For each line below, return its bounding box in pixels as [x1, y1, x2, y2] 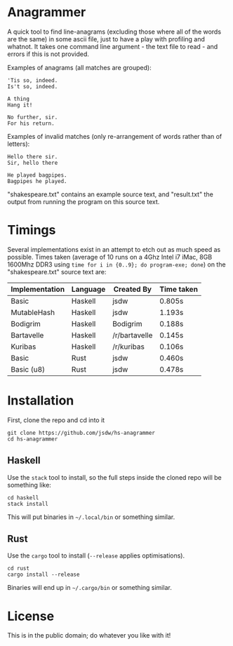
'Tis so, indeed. [7, 76, 58, 84]
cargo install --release [7, 571, 80, 579]
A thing [7, 95, 30, 102]
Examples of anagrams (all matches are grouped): [7, 63, 152, 72]
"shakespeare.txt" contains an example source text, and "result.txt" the [7, 190, 214, 198]
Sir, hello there [7, 159, 58, 166]
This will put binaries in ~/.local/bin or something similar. [7, 513, 175, 521]
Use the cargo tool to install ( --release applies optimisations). [7, 551, 185, 560]
